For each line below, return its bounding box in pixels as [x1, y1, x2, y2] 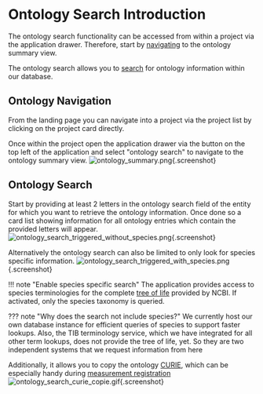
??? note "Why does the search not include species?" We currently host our [8, 312, 253, 321]
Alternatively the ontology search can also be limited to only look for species [8, 247, 256, 257]
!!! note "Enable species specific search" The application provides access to [8, 279, 255, 289]
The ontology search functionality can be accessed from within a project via [8, 31, 255, 41]
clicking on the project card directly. [8, 123, 125, 133]
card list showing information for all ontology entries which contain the [8, 216, 236, 225]
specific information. [8, 256, 75, 265]
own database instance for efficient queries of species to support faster [8, 319, 241, 329]
